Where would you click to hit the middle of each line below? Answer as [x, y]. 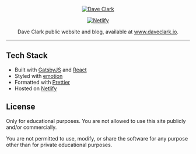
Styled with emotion [38, 76]
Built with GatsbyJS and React [50, 70]
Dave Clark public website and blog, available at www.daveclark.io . [98, 32]
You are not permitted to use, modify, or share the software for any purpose [97, 138]
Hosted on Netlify [36, 88]
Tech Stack [27, 56]
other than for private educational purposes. [59, 145]
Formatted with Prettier [42, 82]
